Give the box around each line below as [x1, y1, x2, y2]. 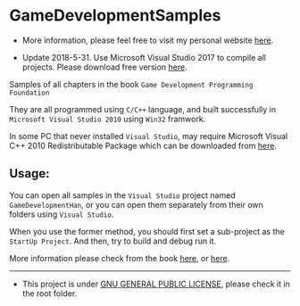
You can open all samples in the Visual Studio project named [9, 189, 236, 201]
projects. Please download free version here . [21, 62, 187, 72]
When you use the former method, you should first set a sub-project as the [9, 226, 285, 236]
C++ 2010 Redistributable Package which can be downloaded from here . [9, 140, 277, 151]
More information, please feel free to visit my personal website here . [21, 35, 274, 45]
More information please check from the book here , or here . [9, 252, 230, 263]
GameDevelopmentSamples [9, 5, 221, 26]
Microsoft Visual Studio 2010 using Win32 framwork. [9, 113, 206, 124]
